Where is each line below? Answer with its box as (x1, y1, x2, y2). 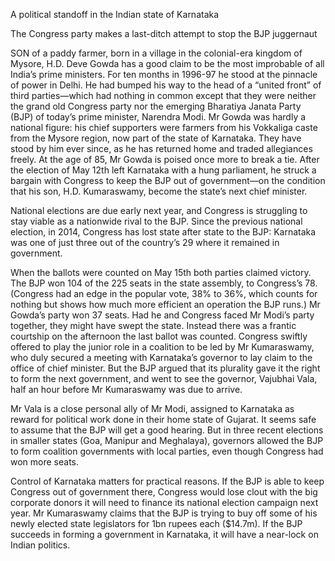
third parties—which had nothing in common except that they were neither (10, 90, 317, 101)
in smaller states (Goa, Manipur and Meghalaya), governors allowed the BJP (10, 435, 324, 446)
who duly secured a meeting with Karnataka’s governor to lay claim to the (10, 352, 313, 363)
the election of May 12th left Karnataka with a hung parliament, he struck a (10, 164, 317, 176)
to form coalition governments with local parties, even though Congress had (10, 445, 324, 457)
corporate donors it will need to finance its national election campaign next (10, 497, 319, 508)
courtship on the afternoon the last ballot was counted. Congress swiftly (10, 330, 308, 342)
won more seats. (10, 456, 80, 468)
